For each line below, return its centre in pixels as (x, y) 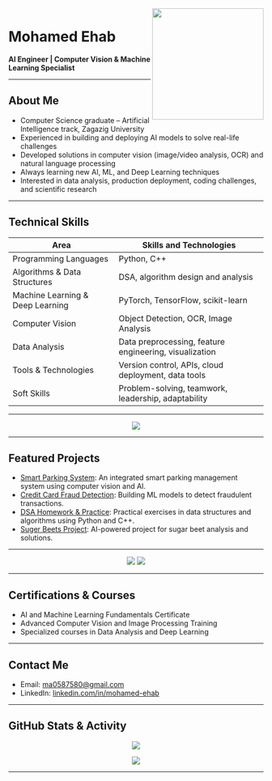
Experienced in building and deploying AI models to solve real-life (130, 138)
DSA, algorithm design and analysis (186, 277)
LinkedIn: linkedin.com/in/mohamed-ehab (89, 693)
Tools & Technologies (53, 370)
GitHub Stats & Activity (68, 726)
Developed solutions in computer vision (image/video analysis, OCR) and (142, 155)
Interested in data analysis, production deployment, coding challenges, (138, 180)
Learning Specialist (42, 67)
